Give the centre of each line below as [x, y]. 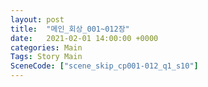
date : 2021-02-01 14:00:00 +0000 [84, 38]
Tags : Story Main [46, 57]
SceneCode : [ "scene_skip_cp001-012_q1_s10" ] [104, 66]
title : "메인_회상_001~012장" [70, 29]
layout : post [37, 19]
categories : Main [46, 47]
